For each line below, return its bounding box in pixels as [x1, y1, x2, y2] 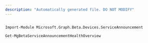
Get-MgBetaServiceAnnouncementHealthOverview [5, 33, 101, 38]
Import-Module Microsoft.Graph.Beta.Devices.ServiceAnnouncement [5, 25, 143, 30]
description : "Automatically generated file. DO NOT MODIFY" [5, 7, 135, 12]
